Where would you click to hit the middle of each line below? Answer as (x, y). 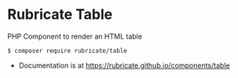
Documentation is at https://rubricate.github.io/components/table (124, 65)
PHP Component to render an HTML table (75, 36)
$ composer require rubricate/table (67, 50)
